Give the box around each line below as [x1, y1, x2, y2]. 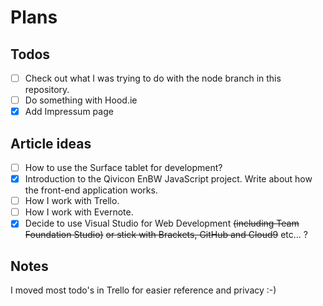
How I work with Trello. [24, 195, 120, 207]
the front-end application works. [24, 184, 158, 196]
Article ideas [10, 135, 92, 152]
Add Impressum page [24, 106, 114, 118]
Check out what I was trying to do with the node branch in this [24, 72, 282, 84]
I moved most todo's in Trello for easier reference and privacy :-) [10, 284, 277, 296]
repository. [24, 84, 70, 96]
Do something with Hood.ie [24, 94, 138, 106]
